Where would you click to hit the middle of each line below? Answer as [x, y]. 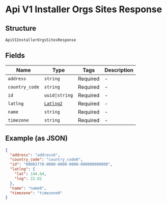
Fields [15, 55]
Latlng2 [53, 104]
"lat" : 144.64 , [31, 174]
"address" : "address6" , [35, 155]
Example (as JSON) [36, 138]
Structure [21, 28]
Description [119, 70]
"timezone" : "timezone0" [36, 193]
